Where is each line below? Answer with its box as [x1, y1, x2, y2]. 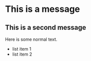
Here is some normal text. [5, 36, 58, 42]
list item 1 [12, 46, 31, 52]
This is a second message [5, 23, 87, 32]
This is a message [5, 3, 80, 15]
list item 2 [12, 51, 32, 57]
